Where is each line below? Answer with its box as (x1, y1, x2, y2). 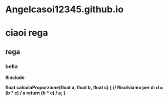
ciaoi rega (5, 27, 49, 39)
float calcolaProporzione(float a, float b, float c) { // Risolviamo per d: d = (5, 85, 163, 91)
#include (5, 74, 25, 80)
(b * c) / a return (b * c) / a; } (5, 90, 66, 96)
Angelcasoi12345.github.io (5, 4, 124, 15)
